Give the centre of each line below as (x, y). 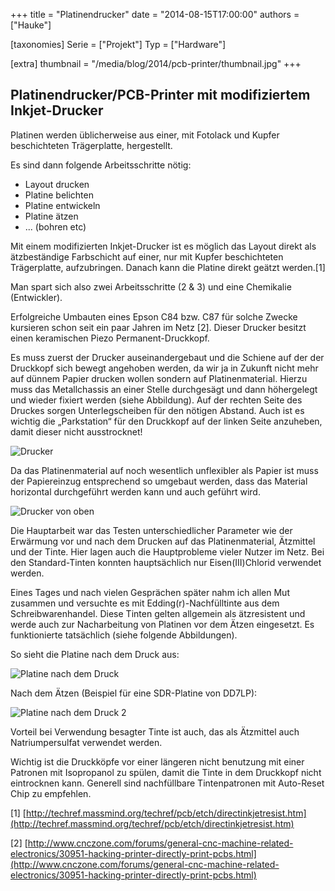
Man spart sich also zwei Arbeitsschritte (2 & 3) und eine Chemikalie (151, 286)
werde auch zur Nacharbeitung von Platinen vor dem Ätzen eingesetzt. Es (162, 624)
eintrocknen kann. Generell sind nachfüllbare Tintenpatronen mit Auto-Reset (167, 783)
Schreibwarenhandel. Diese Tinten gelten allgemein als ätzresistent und (158, 613)
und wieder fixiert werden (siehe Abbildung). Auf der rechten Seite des (156, 400)
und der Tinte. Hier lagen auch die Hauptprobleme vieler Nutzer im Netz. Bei (167, 551)
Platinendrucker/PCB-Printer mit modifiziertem (160, 95)
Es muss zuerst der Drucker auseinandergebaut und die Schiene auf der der (167, 357)
